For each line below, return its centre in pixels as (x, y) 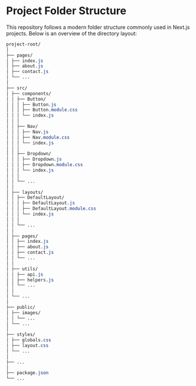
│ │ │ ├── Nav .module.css (38, 137)
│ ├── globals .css (29, 340)
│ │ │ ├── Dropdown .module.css (45, 165)
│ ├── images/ (24, 313)
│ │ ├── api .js (25, 274)
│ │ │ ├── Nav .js (27, 132)
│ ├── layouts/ (25, 192)
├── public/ (21, 307)
